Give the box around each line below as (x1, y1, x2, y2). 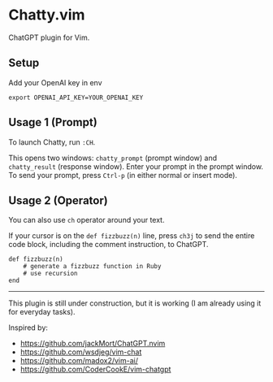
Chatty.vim (8, 6, 85, 24)
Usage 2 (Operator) (8, 193, 108, 207)
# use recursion (23, 270, 79, 278)
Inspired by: (8, 323, 49, 332)
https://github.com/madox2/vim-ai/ (19, 356, 139, 366)
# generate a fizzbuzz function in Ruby (23, 263, 162, 271)
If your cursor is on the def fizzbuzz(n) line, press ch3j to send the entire (8, 231, 255, 241)
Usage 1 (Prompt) (8, 115, 97, 129)
